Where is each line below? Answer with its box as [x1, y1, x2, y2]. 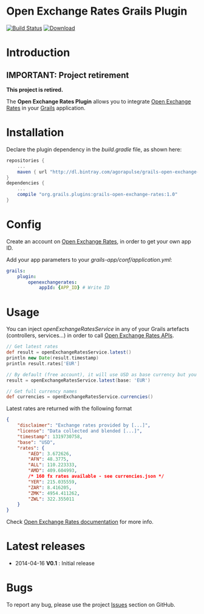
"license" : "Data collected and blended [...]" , [17, 428, 143, 434]
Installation [6, 126, 64, 139]
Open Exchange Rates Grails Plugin [6, 4, 188, 18]
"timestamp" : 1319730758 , [17, 433, 83, 439]
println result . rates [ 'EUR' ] [6, 360, 80, 366]
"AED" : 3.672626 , [28, 450, 72, 457]
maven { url [17, 169, 47, 175]
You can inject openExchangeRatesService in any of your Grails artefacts [6, 326, 189, 333]
